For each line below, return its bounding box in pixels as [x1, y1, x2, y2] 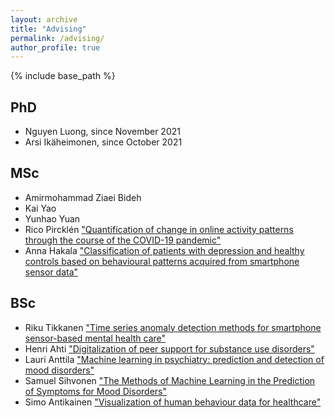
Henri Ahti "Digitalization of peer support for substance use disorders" [24, 342, 315, 355]
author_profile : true [10, 42, 101, 53]
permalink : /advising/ [10, 33, 105, 43]
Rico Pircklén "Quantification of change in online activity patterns [24, 223, 294, 235]
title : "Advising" [10, 24, 87, 34]
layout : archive [10, 14, 78, 25]
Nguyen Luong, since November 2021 [24, 126, 181, 138]
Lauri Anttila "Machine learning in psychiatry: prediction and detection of [24, 353, 325, 365]
